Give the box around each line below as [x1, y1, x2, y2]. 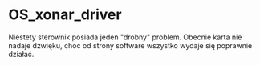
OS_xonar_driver [8, 6, 122, 24]
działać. [8, 49, 35, 59]
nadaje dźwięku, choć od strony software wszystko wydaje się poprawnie [8, 40, 253, 50]
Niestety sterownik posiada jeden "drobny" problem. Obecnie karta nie [8, 32, 242, 42]
